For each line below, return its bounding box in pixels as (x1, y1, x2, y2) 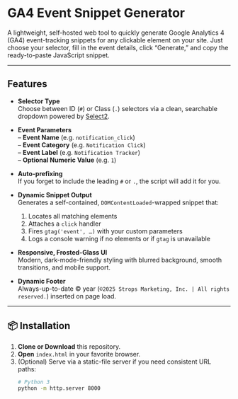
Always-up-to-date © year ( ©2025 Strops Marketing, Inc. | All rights (17, 284, 230, 293)
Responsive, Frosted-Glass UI (17, 248, 108, 256)
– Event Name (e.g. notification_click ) (17, 133, 136, 141)
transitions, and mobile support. (17, 263, 111, 272)
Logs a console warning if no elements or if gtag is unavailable (28, 234, 211, 243)
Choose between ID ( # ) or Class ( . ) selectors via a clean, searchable (17, 104, 218, 112)
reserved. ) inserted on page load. (17, 291, 117, 300)
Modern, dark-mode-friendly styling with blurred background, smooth (17, 255, 222, 264)
